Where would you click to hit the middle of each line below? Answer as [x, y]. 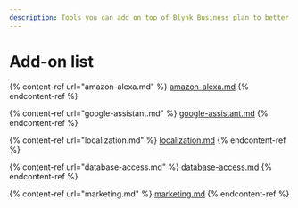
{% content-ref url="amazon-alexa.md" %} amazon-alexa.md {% [129, 87]
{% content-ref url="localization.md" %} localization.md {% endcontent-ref [148, 140]
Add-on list [52, 61]
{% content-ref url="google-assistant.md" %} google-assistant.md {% [139, 113]
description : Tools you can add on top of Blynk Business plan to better [149, 17]
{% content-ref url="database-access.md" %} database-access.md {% [141, 167]
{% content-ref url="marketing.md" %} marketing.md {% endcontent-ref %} [149, 194]
